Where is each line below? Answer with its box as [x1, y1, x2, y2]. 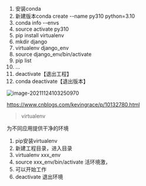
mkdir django [15, 38, 48, 45]
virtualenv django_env [15, 44, 69, 52]
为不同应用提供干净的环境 [6, 125, 69, 132]
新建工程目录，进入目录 [15, 145, 72, 152]
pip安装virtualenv [15, 137, 58, 144]
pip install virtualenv [15, 32, 64, 39]
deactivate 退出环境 [15, 174, 64, 180]
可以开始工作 [15, 166, 47, 173]
